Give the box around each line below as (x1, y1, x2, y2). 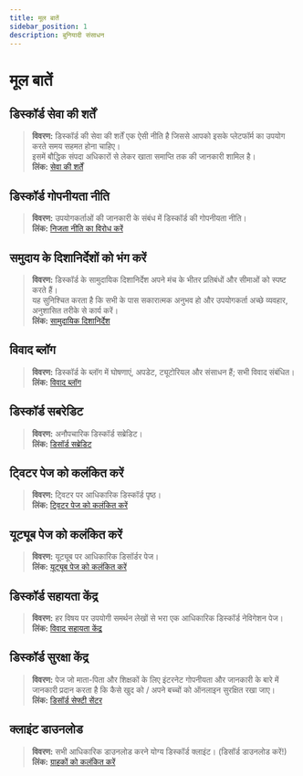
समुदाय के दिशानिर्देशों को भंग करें (9, 250, 147, 266)
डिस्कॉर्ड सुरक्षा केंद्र (9, 650, 89, 666)
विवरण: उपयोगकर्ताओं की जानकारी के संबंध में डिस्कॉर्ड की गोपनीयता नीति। (31, 213, 247, 224)
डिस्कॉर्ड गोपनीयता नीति (9, 188, 110, 204)
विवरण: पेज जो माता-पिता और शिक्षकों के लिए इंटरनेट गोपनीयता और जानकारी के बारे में (31, 674, 279, 685)
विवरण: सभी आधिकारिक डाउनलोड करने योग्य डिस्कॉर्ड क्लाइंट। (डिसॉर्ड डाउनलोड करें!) (31, 746, 287, 757)
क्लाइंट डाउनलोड (9, 722, 84, 738)
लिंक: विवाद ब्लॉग (31, 376, 82, 388)
